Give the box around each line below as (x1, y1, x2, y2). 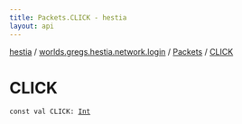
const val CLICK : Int (9, 107, 91, 117)
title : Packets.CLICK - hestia (9, 13, 127, 22)
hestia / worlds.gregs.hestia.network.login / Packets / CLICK (9, 46, 234, 57)
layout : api (9, 22, 54, 31)
